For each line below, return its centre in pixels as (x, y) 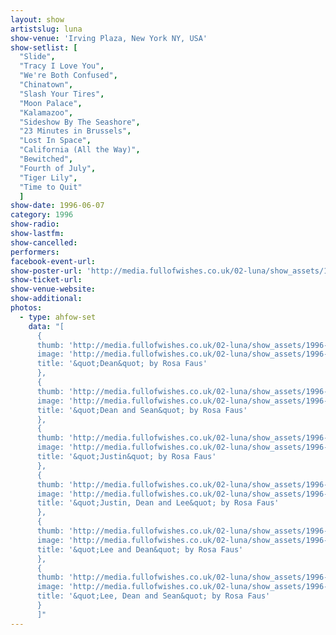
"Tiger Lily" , (48, 177)
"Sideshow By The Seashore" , (80, 122)
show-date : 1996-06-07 (57, 206)
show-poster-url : (46, 271)
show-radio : (35, 224)
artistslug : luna (46, 29)
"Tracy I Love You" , (62, 66)
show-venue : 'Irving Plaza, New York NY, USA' (109, 38)
